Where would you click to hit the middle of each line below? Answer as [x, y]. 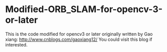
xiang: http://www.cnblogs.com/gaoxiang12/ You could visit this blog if [79, 39]
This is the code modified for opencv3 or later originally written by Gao [79, 34]
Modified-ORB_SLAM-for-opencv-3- [84, 9]
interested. [16, 44]
